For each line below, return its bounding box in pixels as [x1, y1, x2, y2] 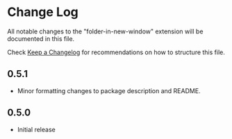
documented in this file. [7, 34, 75, 42]
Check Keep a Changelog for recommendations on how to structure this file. [7, 48, 226, 56]
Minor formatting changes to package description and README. [17, 86, 201, 95]
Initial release [17, 125, 56, 133]
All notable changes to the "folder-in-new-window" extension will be [7, 27, 204, 35]
